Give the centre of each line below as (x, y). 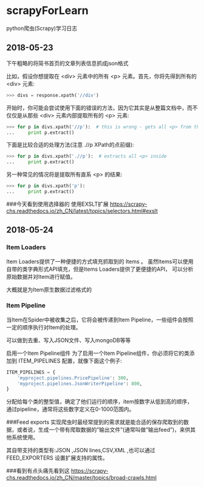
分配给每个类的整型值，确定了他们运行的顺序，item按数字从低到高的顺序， (100, 402)
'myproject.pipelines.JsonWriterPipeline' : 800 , (80, 384)
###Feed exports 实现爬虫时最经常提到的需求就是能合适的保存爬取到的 (95, 422)
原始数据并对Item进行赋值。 (41, 276)
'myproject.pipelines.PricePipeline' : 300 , (73, 378)
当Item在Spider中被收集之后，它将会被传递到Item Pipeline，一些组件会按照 (100, 320)
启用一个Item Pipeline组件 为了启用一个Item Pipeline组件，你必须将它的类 (98, 353)
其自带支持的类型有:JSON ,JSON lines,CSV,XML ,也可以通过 (81, 450)
